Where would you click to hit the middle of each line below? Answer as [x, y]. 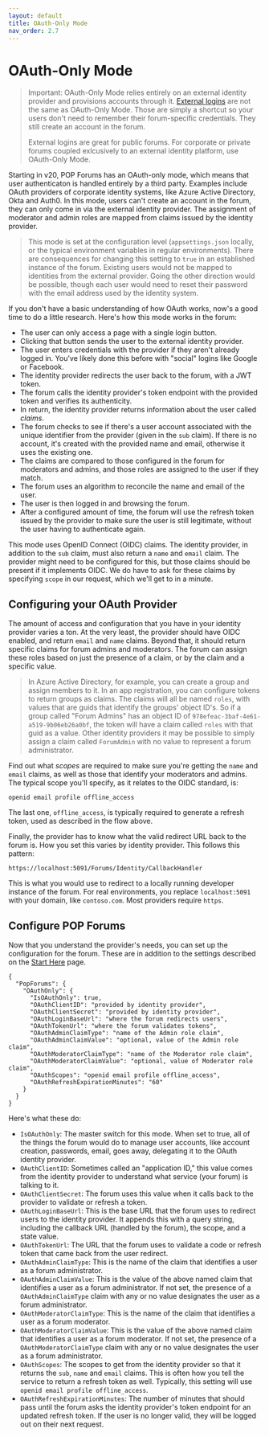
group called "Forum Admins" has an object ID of [109, 716]
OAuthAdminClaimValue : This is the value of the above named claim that [136, 1279]
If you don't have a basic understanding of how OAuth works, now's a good [133, 309]
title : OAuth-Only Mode [48, 23]
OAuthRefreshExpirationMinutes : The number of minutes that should [132, 1398]
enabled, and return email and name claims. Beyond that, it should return [127, 641]
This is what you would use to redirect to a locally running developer [121, 883]
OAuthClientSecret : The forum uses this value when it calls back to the [137, 1193]
